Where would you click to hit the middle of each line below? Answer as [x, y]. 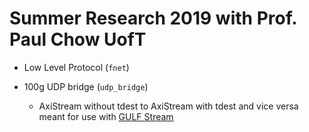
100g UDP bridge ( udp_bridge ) [86, 86]
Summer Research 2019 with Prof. [153, 18]
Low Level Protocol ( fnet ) [76, 67]
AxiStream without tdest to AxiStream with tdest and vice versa [168, 106]
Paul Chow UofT [78, 39]
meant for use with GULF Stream [106, 116]
